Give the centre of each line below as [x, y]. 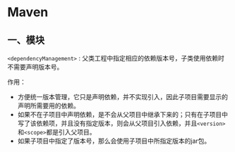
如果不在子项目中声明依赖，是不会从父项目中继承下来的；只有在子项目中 [122, 114]
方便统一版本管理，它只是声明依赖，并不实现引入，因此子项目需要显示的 [122, 97]
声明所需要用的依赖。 [48, 106]
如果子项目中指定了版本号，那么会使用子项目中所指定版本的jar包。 [114, 141]
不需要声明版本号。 [35, 67]
